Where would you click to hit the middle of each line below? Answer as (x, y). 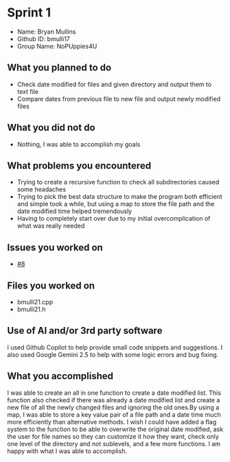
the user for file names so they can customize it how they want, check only (113, 436)
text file (28, 91)
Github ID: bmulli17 (44, 38)
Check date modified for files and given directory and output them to (114, 84)
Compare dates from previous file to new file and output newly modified (119, 99)
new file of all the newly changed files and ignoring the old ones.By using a (113, 407)
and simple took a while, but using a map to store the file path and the (116, 204)
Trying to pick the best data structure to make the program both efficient (119, 197)
